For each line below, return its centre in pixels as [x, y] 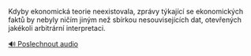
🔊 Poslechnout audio [43, 44]
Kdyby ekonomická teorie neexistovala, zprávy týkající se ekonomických [126, 11]
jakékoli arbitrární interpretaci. [57, 28]
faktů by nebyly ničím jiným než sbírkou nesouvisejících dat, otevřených [125, 20]
